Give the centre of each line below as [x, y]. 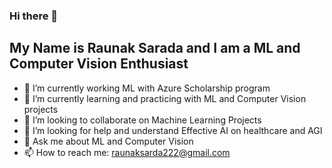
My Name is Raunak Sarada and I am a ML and [155, 48]
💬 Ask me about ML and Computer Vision [108, 141]
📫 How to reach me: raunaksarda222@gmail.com [127, 152]
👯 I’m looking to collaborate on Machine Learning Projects [142, 120]
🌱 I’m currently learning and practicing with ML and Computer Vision [165, 98]
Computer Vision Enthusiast [99, 64]
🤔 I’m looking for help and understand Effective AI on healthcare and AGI [173, 130]
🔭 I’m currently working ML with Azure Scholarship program [147, 88]
